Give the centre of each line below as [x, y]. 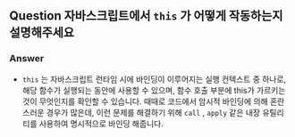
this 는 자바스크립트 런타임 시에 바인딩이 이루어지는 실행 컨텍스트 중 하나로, [154, 79]
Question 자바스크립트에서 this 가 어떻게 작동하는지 [146, 16]
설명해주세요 [42, 32]
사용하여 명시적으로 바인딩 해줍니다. [101, 124]
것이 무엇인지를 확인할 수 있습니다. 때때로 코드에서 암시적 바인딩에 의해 [145, 101]
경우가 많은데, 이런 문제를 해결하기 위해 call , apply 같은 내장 [153, 112]
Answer [27, 59]
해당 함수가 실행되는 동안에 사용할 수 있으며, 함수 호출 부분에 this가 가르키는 [154, 90]
